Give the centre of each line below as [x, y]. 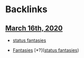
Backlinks [26, 9]
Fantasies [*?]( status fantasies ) [46, 50]
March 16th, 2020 [34, 28]
